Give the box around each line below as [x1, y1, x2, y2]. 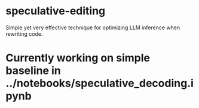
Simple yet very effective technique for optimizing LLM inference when [5, 24, 180, 31]
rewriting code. [5, 30, 43, 37]
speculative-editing [5, 4, 106, 18]
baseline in [5, 64, 61, 78]
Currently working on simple [5, 51, 151, 65]
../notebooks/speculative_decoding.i [5, 76, 194, 90]
